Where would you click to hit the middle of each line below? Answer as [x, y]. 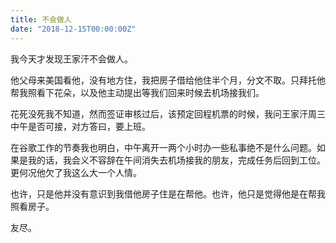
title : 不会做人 [41, 19]
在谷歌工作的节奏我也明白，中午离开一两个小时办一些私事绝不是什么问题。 [163, 147]
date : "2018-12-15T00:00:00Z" [73, 29]
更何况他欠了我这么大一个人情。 [76, 172]
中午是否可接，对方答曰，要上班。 [80, 126]
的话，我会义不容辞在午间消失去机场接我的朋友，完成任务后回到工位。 [181, 160]
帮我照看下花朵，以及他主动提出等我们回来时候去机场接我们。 [137, 92]
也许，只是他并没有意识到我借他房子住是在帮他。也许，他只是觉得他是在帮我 [168, 193]
